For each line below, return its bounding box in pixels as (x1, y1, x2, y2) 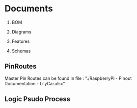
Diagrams (11, 29, 31, 35)
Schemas (11, 48, 31, 54)
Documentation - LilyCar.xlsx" (4, 80, 65, 86)
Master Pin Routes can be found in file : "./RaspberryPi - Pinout (4, 75, 132, 81)
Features (11, 38, 30, 44)
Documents (4, 3, 53, 14)
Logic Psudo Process (4, 95, 71, 104)
